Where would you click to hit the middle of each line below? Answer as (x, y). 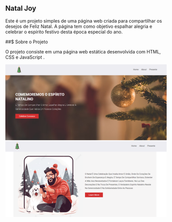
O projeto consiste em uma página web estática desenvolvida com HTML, (83, 51)
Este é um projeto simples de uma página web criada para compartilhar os (84, 21)
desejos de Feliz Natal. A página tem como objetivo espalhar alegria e (79, 26)
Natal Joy (21, 8)
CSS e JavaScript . (25, 57)
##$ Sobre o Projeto (27, 42)
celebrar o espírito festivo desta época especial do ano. (64, 32)
